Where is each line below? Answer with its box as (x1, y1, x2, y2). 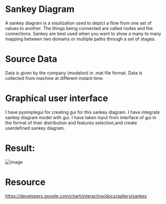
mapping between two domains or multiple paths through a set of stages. (5, 36, 156, 42)
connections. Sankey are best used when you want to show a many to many (5, 30, 162, 36)
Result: (5, 143, 35, 154)
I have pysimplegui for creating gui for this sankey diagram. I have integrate (5, 109, 160, 115)
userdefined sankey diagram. (5, 125, 65, 131)
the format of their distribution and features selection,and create (5, 120, 137, 126)
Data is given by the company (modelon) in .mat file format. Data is (5, 70, 143, 76)
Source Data (5, 53, 57, 65)
